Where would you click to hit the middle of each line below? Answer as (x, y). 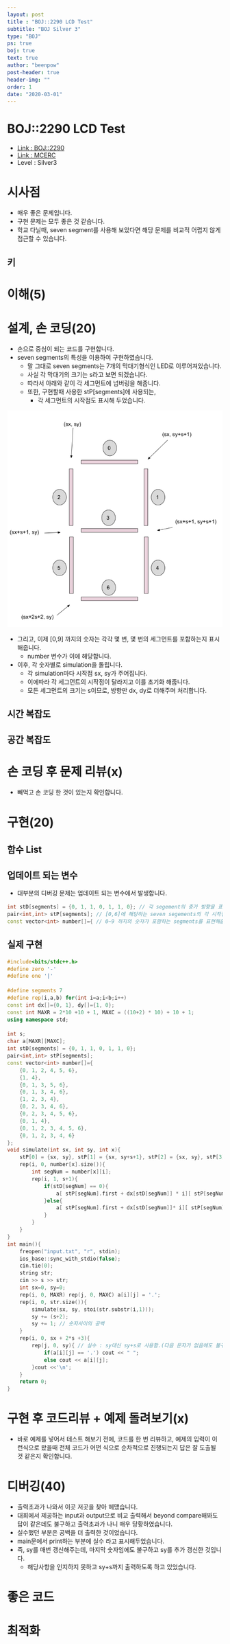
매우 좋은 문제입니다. (44, 213)
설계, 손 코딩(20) (52, 328)
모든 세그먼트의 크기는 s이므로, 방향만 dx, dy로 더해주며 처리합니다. (117, 691)
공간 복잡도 (29, 739)
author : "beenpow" (33, 65)
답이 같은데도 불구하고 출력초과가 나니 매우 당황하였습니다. (95, 1524)
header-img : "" (29, 80)
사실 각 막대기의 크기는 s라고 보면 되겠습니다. (87, 374)
